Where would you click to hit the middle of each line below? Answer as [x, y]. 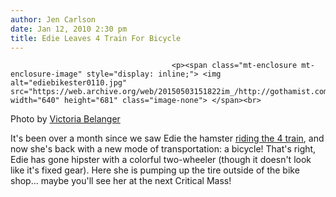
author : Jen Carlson [53, 19]
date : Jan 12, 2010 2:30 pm [69, 29]
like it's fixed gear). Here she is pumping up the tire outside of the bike [155, 170]
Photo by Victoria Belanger [65, 119]
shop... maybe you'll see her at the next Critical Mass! [121, 181]
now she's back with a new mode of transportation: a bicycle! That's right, [163, 149]
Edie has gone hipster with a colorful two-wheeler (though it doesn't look [161, 160]
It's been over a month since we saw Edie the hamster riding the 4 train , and [167, 138]
